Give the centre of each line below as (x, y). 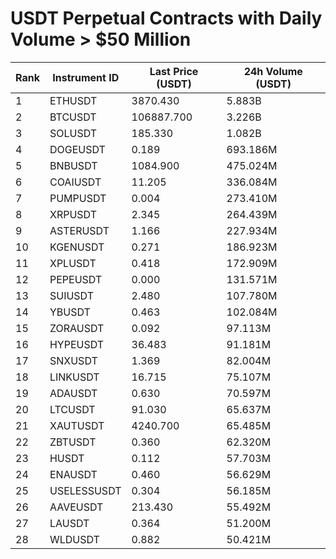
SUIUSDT (72, 295)
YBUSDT (70, 312)
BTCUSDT (73, 117)
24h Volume (273, 71)
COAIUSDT (75, 182)
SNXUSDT (73, 360)
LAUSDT (69, 523)
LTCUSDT (72, 409)
